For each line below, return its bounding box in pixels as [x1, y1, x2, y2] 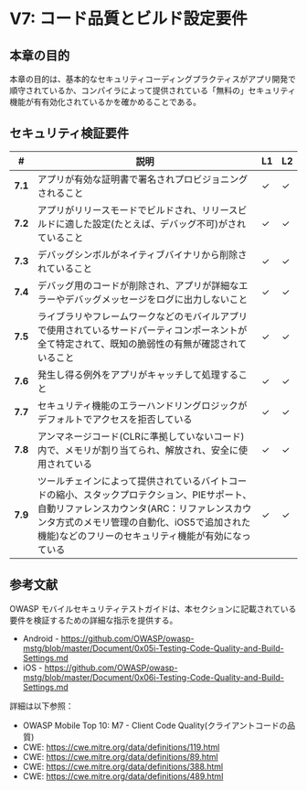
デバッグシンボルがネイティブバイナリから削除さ [37, 248, 248, 261]
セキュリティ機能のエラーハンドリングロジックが [37, 399, 248, 412]
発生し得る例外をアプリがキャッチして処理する [37, 368, 239, 380]
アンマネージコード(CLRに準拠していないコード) [37, 430, 245, 443]
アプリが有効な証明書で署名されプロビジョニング [37, 173, 249, 186]
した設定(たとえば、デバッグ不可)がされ [73, 217, 247, 230]
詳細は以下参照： [9, 700, 74, 711]
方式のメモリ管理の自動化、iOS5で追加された [55, 516, 251, 529]
